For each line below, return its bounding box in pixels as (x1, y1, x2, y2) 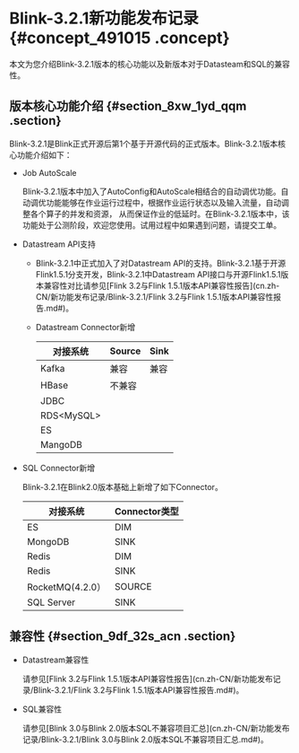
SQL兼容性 (21, 704, 63, 714)
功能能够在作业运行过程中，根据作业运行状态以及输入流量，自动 (46, 197, 282, 207)
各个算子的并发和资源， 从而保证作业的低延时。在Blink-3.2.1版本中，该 (30, 208, 290, 219)
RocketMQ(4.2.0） (26, 581, 107, 593)
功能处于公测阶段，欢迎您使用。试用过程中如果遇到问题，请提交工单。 (21, 219, 282, 230)
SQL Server (26, 596, 76, 609)
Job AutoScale (21, 167, 77, 178)
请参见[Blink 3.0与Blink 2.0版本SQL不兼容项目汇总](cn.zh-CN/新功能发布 (21, 722, 290, 733)
